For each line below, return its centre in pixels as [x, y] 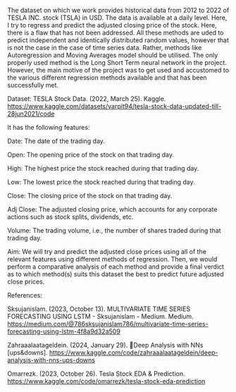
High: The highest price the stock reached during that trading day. [103, 168]
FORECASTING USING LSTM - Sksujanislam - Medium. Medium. [100, 316]
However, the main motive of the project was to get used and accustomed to [118, 70]
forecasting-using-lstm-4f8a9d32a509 [64, 331]
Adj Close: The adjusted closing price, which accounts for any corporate [112, 209]
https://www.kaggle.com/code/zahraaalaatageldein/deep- [133, 353]
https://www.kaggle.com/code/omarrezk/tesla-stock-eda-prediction [106, 381]
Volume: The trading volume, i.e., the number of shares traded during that [114, 231]
